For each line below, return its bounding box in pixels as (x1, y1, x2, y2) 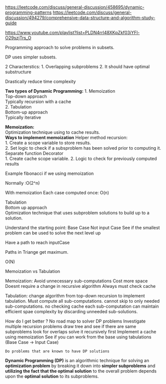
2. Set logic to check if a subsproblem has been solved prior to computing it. (5, 145, 162, 151)
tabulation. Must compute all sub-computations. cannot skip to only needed (5, 298, 160, 304)
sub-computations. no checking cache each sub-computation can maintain (5, 303, 159, 309)
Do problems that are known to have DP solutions (5, 349, 110, 354)
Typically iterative (5, 114, 41, 120)
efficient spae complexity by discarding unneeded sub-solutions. (5, 309, 138, 314)
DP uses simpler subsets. (5, 54, 57, 60)
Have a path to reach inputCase (5, 240, 70, 245)
